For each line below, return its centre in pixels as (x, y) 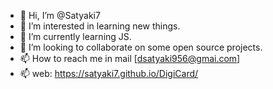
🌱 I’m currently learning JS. (75, 36)
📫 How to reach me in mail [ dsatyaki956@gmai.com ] (130, 58)
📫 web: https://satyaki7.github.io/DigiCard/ (109, 73)
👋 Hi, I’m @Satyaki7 (60, 15)
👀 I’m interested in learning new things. (100, 26)
